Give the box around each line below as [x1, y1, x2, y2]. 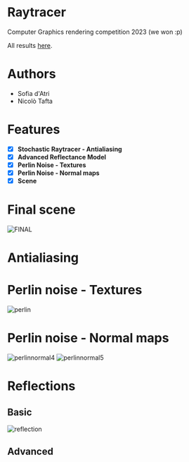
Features [7, 121, 60, 138]
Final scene [7, 202, 76, 218]
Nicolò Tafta [17, 97, 53, 105]
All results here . [7, 41, 53, 49]
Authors [7, 66, 56, 82]
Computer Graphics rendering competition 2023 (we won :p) [7, 28, 183, 36]
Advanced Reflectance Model [17, 152, 107, 161]
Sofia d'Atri [17, 89, 50, 97]
